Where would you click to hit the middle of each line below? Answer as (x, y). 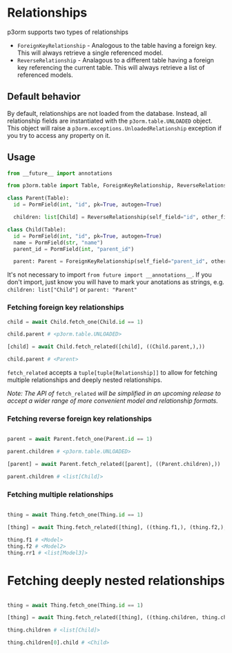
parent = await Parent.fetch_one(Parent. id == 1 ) (80, 439)
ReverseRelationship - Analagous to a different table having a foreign (115, 60)
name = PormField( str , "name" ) (58, 243)
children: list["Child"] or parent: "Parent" (72, 290)
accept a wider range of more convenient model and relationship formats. (113, 401)
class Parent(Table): (38, 198)
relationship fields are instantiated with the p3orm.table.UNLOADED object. (110, 121)
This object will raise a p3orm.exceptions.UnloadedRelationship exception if (115, 128)
